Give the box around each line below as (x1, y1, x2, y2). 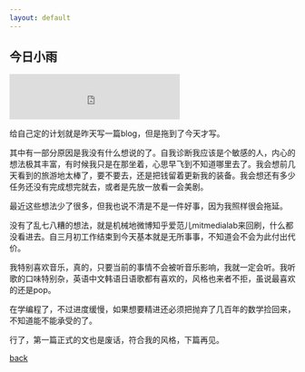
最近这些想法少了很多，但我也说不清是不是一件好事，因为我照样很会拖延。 (9, 201, 288, 211)
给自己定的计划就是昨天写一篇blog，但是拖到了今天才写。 (9, 128, 225, 139)
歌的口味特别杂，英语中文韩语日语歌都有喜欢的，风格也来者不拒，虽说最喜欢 (9, 273, 296, 284)
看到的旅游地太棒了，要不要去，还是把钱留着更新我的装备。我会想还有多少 (16, 170, 296, 181)
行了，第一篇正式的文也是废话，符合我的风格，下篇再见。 (9, 335, 224, 346)
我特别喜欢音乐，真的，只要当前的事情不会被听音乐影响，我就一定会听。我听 (9, 262, 296, 273)
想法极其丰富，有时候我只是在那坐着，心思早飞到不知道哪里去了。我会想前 (9, 159, 288, 170)
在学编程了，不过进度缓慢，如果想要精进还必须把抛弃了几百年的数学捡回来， (9, 304, 296, 315)
